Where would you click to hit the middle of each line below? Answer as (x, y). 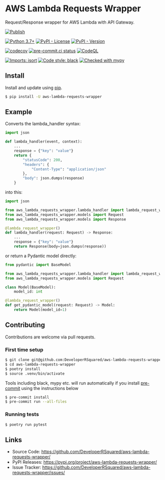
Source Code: (26, 452)
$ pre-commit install (27, 397)
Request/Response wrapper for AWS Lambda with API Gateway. (70, 22)
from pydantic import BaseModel (38, 265)
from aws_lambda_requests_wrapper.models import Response (66, 219)
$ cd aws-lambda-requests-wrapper (41, 364)
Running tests (22, 415)
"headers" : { (36, 165)
